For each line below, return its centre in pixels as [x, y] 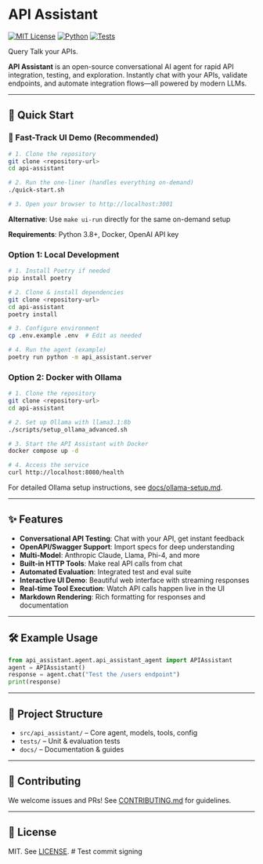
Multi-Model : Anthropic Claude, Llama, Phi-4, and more [110, 555]
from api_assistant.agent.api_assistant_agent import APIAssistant [121, 660]
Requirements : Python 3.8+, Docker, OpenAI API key [94, 234]
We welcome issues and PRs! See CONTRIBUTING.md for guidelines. [120, 800]
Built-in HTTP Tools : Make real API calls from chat [101, 563]
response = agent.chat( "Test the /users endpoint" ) [94, 675]
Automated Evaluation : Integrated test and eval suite [105, 571]
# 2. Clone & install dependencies [66, 292]
